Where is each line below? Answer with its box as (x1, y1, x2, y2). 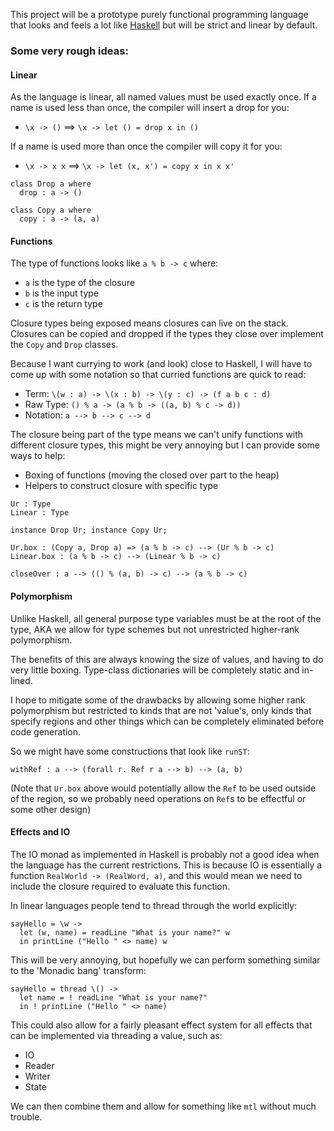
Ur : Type (10, 499, 52, 509)
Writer (24, 1070, 51, 1082)
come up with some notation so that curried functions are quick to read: (10, 369, 307, 381)
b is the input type (24, 287, 100, 299)
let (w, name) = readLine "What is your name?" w (19, 927, 230, 938)
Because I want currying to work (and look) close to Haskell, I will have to (10, 358, 313, 370)
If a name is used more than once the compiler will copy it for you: (10, 140, 283, 153)
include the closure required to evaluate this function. (10, 880, 231, 892)
